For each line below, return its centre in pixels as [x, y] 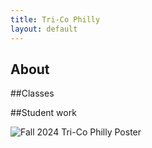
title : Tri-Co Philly [55, 19]
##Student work [43, 113]
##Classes [32, 93]
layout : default [44, 29]
